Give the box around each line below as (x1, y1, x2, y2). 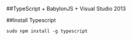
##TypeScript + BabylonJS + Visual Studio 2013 (6, 5, 126, 12)
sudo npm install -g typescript (6, 28, 88, 34)
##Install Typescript (6, 17, 56, 23)
